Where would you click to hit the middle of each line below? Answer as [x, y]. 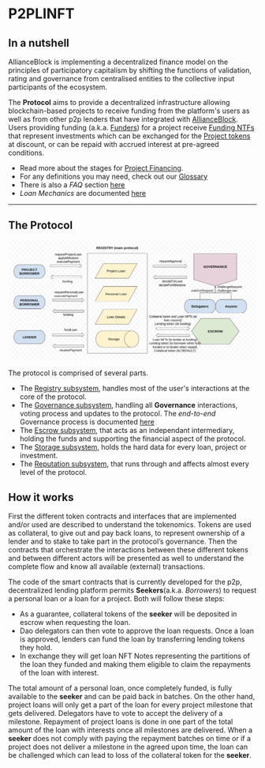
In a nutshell [39, 43]
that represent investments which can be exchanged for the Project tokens [129, 136]
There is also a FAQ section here [72, 185]
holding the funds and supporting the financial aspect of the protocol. [132, 439]
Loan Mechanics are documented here [83, 193]
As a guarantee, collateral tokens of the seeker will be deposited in [128, 614]
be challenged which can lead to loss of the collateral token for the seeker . [130, 755]
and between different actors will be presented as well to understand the [126, 559]
